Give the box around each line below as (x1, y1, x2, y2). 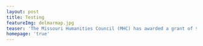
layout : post (6, 8, 39, 15)
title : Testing (6, 14, 45, 20)
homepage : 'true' (6, 31, 50, 37)
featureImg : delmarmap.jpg (6, 20, 74, 26)
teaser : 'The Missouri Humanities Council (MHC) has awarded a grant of (6, 25, 193, 32)
